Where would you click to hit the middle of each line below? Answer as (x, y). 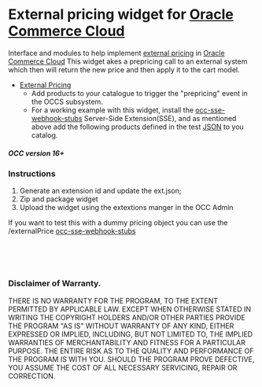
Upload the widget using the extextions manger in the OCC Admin (126, 208)
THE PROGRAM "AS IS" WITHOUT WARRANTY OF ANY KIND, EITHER (121, 326)
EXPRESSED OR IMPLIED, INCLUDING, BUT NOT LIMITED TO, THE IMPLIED (131, 334)
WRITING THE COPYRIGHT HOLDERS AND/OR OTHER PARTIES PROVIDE (127, 317)
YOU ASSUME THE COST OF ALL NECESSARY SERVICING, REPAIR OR (123, 367)
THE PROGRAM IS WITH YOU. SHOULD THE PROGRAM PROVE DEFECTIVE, (131, 359)
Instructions (32, 173)
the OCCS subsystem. (67, 101)
